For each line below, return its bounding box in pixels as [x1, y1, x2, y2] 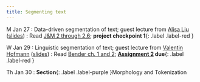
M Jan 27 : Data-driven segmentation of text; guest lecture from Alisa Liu [6, 26, 190, 33]
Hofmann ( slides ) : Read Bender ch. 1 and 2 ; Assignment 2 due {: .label [6, 50, 184, 58]
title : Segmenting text [6, 9, 67, 15]
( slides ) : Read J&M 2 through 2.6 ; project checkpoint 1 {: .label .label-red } [6, 32, 194, 39]
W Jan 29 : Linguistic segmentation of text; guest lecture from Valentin [6, 44, 184, 51]
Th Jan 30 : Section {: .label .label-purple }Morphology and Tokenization [6, 68, 187, 76]
